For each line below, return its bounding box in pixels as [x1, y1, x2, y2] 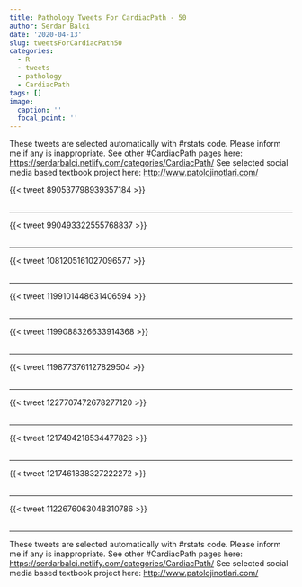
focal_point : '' [17, 113, 78, 122]
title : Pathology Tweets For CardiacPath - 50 [9, 13, 187, 23]
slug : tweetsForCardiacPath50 [9, 38, 123, 48]
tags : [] [9, 88, 42, 97]
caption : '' [17, 105, 63, 114]
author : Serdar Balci [9, 22, 91, 31]
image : [9, 96, 34, 106]
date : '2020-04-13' [9, 30, 83, 39]
